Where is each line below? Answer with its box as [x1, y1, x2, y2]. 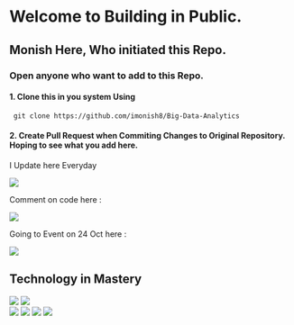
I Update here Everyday [9, 159, 97, 170]
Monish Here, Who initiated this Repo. [9, 42, 227, 58]
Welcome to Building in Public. [9, 6, 243, 27]
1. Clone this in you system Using [9, 92, 136, 103]
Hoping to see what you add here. [9, 140, 138, 150]
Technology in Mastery [9, 272, 142, 287]
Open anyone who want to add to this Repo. [9, 69, 205, 82]
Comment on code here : [9, 194, 102, 204]
